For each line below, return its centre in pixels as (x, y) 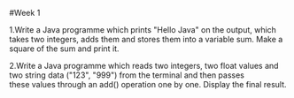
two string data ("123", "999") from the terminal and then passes (127, 75)
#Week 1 (25, 13)
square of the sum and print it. (64, 49)
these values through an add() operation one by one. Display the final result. (148, 84)
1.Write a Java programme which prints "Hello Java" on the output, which (143, 30)
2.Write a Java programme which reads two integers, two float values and (144, 66)
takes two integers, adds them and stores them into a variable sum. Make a (146, 39)
